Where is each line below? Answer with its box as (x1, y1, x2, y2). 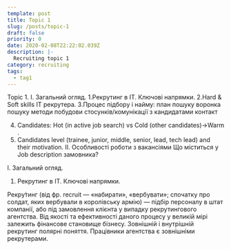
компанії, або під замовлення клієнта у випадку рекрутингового (7, 205, 197, 214)
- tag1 (13, 74, 32, 81)
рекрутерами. (7, 235, 48, 243)
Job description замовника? (17, 150, 99, 159)
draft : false (7, 29, 45, 37)
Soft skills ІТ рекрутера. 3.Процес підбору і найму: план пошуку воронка (7, 101, 221, 109)
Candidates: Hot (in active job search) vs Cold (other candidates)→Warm (17, 121, 225, 130)
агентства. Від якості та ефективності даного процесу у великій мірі (7, 212, 208, 221)
